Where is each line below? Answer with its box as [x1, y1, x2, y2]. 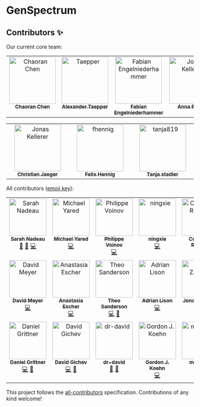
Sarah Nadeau [11, 235, 45, 242]
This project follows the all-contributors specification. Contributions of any [6, 389, 189, 396]
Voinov [105, 241, 123, 248]
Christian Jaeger [17, 171, 58, 178]
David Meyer [12, 297, 43, 304]
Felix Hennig [85, 171, 115, 178]
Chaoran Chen [14, 103, 51, 110]
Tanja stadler [146, 171, 179, 178]
